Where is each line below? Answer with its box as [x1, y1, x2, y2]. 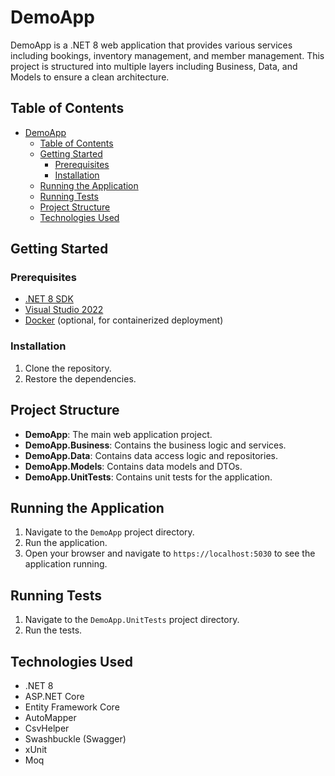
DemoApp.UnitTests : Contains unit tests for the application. [24, 471, 273, 483]
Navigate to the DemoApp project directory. [24, 526, 195, 538]
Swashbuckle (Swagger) [24, 732, 127, 745]
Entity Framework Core [24, 701, 120, 713]
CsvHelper [24, 722, 70, 734]
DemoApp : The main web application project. [24, 428, 213, 440]
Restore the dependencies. [24, 372, 137, 385]
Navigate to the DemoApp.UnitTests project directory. [24, 614, 240, 626]
